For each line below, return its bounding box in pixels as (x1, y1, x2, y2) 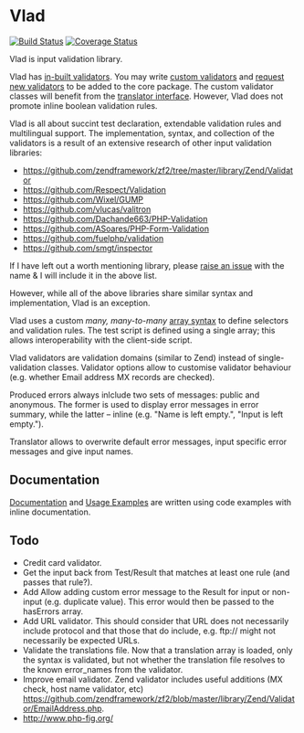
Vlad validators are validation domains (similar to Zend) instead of (9, 352, 257, 363)
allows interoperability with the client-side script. (9, 335, 193, 345)
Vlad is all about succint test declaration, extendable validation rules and (9, 118, 282, 129)
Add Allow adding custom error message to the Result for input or (22, 586, 271, 597)
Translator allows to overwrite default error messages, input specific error (9, 436, 288, 447)
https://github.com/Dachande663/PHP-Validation (22, 213, 208, 224)
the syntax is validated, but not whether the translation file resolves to (22, 654, 286, 665)
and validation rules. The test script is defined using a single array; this (9, 324, 276, 335)
